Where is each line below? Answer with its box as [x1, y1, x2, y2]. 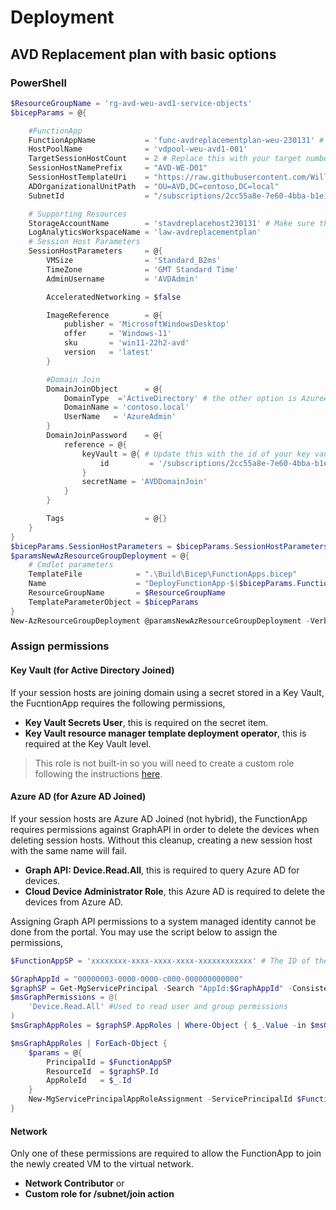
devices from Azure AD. [24, 896, 123, 908]
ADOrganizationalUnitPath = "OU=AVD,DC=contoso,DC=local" [28, 181, 280, 191]
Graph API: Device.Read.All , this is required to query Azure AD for [24, 864, 300, 876]
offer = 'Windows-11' [63, 329, 172, 339]
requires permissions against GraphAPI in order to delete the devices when [10, 823, 320, 835]
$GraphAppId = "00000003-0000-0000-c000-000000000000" [10, 974, 244, 984]
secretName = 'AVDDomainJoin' [81, 477, 208, 487]
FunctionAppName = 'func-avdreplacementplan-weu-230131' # [28, 135, 325, 145]
